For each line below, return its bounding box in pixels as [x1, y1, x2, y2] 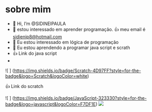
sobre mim [5, 4, 51, 15]
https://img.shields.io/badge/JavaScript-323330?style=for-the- [14, 95, 147, 101]
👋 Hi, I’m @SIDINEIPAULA [12, 20, 66, 27]
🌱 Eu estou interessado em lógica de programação [12, 39, 119, 45]
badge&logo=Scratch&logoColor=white [5, 73, 88, 79]
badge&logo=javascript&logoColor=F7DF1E [5, 101, 96, 107]
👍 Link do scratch [5, 83, 44, 89]
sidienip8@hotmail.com [12, 33, 62, 39]
